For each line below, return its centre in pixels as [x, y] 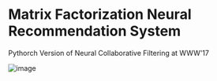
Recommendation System [95, 31]
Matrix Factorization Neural [100, 15]
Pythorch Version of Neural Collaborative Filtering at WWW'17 [108, 53]
